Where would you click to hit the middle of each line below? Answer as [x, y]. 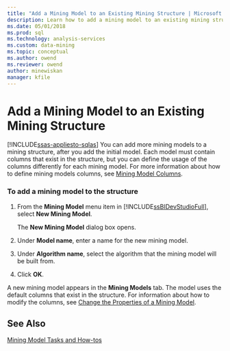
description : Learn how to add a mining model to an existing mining [108, 20]
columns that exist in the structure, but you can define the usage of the [107, 159]
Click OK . [30, 274]
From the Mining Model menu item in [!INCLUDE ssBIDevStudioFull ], [113, 206]
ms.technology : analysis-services [56, 39]
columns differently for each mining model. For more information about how [114, 167]
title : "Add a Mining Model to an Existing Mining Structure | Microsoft [115, 13]
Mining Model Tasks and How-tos [55, 340]
